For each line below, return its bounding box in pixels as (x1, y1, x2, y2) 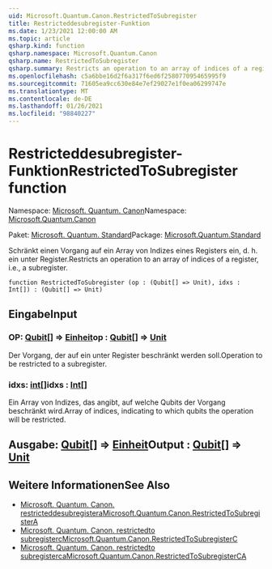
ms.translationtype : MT (8, 87, 89, 96)
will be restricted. (8, 414, 66, 424)
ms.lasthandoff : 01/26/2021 (8, 102, 104, 110)
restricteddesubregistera (19, 508, 104, 518)
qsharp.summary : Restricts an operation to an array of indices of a (8, 65, 249, 73)
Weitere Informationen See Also (8, 478, 170, 492)
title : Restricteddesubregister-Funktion (8, 19, 151, 28)
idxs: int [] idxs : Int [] (8, 379, 87, 390)
